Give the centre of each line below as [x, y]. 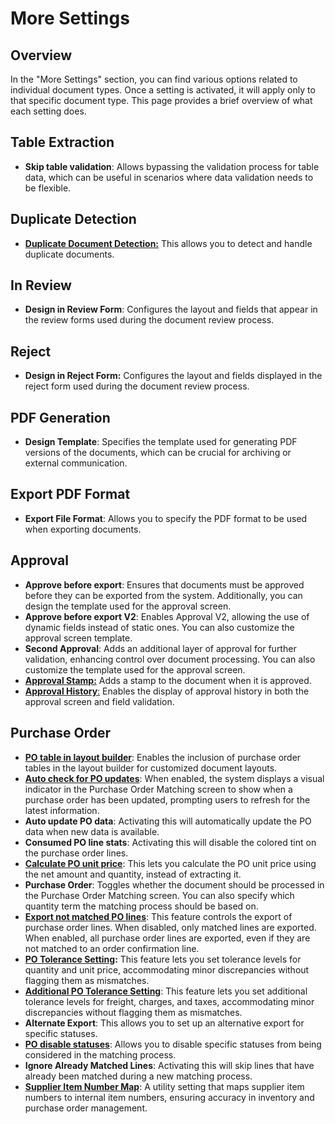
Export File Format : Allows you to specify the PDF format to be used [166, 518]
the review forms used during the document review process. [149, 320]
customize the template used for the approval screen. [135, 669]
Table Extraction [62, 142]
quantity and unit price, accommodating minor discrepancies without [167, 969]
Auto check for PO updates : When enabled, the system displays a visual [174, 778]
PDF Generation [60, 417]
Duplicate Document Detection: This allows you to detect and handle [168, 243]
